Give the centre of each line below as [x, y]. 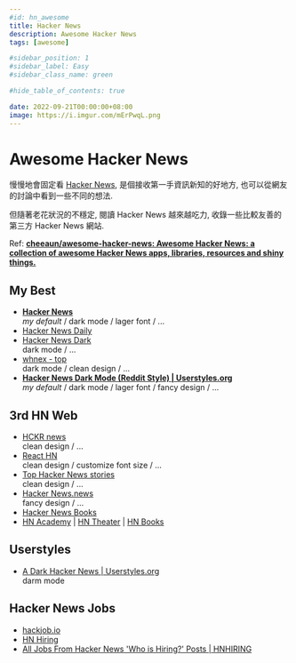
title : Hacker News [45, 26]
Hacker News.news [58, 493]
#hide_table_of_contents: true [67, 91]
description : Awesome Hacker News [73, 34]
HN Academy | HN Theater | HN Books [93, 522]
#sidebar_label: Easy [49, 67]
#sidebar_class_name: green [61, 75]
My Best [32, 290]
